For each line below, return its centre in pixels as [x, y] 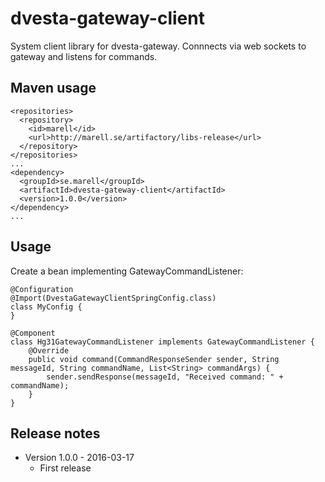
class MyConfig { [46, 307]
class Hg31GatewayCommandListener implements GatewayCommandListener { [162, 342]
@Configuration [42, 289]
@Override [49, 350]
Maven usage [53, 88]
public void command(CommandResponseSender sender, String [154, 359]
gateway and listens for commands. [84, 56]
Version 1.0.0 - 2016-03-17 [79, 458]
